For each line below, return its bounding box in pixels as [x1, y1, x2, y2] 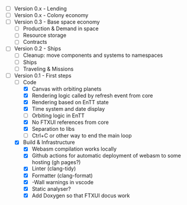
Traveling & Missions [22, 65, 74, 72]
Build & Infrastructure [22, 139, 75, 146]
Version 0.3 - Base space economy [14, 18, 100, 25]
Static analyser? [31, 185, 72, 192]
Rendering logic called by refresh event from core [31, 92, 153, 99]
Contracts [22, 39, 48, 46]
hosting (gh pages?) [31, 159, 81, 166]
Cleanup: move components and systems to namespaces [22, 52, 163, 59]
